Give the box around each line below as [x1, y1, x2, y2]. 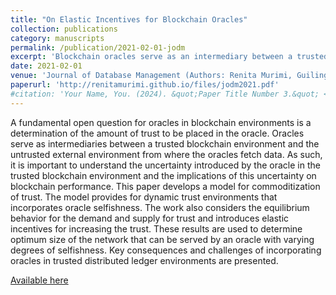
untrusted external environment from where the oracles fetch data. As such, [10, 148, 323, 160]
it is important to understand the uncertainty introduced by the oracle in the [10, 159, 321, 171]
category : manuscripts [10, 33, 105, 43]
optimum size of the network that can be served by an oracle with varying [10, 233, 315, 245]
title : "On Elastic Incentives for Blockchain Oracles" [10, 14, 248, 25]
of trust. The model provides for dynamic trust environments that [10, 191, 278, 203]
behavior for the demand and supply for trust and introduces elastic [10, 212, 290, 224]
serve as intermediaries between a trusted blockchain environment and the [10, 137, 320, 150]
